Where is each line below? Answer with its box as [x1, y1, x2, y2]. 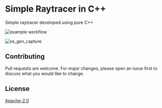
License [5, 85, 30, 93]
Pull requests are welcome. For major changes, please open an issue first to [5, 65, 158, 71]
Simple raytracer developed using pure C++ [5, 19, 94, 25]
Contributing [5, 53, 45, 61]
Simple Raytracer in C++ [5, 3, 106, 15]
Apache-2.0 [5, 97, 29, 103]
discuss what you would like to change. [5, 71, 84, 76]
